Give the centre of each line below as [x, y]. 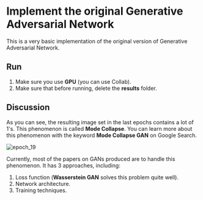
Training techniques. [41, 190]
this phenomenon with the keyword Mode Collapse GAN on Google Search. [102, 135]
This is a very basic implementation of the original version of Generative [97, 41]
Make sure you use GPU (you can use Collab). [73, 81]
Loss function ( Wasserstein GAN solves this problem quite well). [97, 177]
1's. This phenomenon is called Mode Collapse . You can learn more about [99, 128]
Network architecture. [43, 183]
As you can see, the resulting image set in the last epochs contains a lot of [100, 122]
